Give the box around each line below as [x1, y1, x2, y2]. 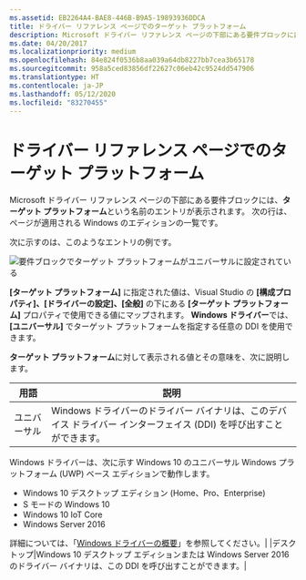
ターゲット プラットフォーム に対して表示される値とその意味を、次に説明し [9, 351, 291, 362]
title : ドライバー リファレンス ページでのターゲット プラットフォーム [9, 22, 247, 31]
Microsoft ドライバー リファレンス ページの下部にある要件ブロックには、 [9, 195, 283, 206]
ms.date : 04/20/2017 [9, 38, 88, 48]
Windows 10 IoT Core [22, 509, 103, 520]
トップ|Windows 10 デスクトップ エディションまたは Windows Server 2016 [9, 549, 290, 560]
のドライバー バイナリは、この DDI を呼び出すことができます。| [9, 561, 248, 572]
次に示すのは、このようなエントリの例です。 [9, 237, 177, 248]
